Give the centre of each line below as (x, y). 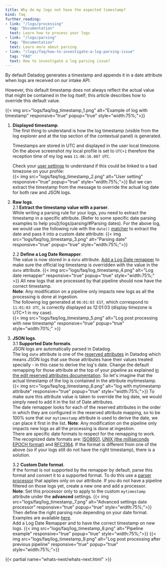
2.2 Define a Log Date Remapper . (47, 254)
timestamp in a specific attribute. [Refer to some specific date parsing (84, 218)
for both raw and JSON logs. (42, 192)
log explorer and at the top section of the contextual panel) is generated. (87, 136)
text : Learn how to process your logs (50, 33)
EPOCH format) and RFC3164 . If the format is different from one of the (84, 445)
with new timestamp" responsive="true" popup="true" (68, 323)
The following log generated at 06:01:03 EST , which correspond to (80, 302)
